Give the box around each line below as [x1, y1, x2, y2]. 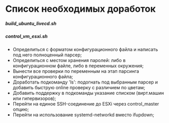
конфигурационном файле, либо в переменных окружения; [12, 63, 144, 69]
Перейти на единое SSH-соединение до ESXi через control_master [12, 100, 159, 107]
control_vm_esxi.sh [5, 33, 48, 39]
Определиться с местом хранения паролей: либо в [12, 57, 126, 63]
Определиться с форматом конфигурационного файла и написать [12, 46, 158, 52]
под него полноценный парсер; [12, 52, 82, 58]
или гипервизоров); [12, 95, 57, 101]
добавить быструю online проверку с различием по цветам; [12, 84, 145, 90]
